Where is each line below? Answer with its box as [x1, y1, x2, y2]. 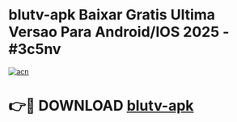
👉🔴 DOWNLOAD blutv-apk [8, 97, 194, 115]
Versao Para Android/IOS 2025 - [8, 23, 230, 41]
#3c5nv [8, 40, 61, 58]
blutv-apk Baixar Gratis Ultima [8, 6, 216, 24]
